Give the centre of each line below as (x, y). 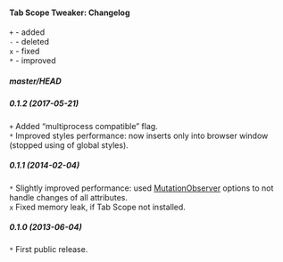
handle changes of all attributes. (68, 197)
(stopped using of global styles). (69, 145)
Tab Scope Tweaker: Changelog (70, 12)
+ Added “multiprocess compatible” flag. (83, 126)
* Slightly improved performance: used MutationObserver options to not (141, 188)
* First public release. (49, 250)
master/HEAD (36, 81)
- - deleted (29, 42)
